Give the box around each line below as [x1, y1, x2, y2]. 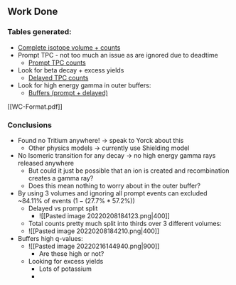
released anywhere [17, 158, 75, 167]
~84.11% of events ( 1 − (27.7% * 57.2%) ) [17, 196, 135, 205]
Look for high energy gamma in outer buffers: [17, 81, 151, 90]
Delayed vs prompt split [28, 204, 98, 213]
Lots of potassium [38, 264, 92, 273]
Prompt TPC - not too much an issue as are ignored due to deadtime [17, 50, 218, 59]
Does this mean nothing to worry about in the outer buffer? [28, 181, 201, 190]
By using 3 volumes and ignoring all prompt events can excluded [17, 188, 208, 198]
